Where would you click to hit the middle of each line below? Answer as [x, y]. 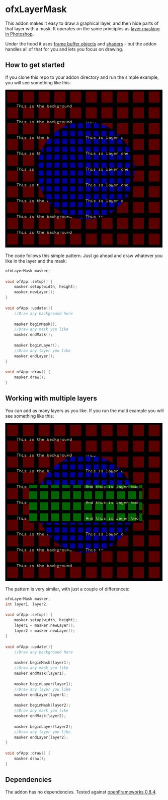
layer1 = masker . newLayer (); [45, 626]
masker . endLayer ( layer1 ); [41, 695]
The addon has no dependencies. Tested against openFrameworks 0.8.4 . [81, 792]
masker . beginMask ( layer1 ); [43, 663]
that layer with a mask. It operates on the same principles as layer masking [82, 28]
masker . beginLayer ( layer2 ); [44, 727]
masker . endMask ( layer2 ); [40, 716]
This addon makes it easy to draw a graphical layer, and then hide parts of [82, 23]
